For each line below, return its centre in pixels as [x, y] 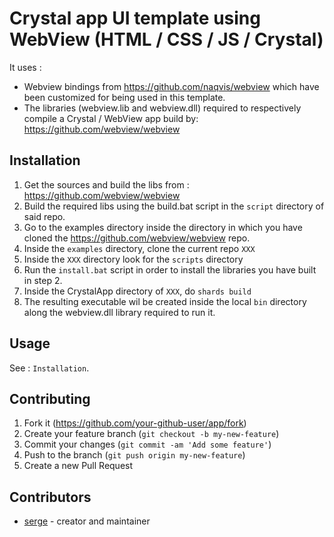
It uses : [25, 67]
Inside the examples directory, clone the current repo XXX [139, 248]
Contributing [50, 398]
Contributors [50, 497]
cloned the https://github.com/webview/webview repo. [137, 238]
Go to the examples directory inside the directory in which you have [163, 227]
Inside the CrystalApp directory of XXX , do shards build [137, 291]
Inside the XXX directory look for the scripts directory [133, 259]
